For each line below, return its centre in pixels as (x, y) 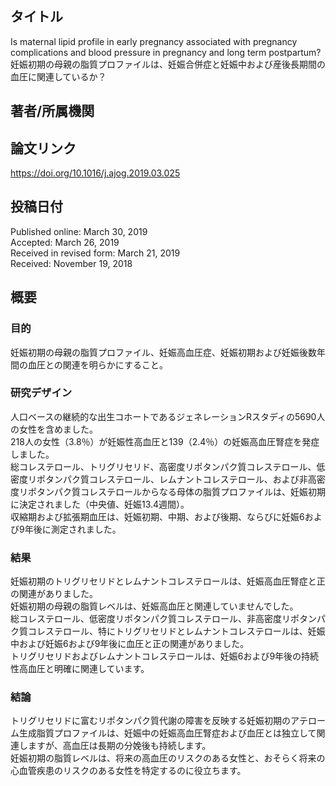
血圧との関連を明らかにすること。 (97, 364)
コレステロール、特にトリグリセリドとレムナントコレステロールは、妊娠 (176, 631)
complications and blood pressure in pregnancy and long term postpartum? (166, 52)
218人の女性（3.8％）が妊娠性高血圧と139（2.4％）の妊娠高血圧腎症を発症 (165, 441)
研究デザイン (41, 393)
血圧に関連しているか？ (58, 76)
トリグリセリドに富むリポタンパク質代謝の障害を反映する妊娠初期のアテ (159, 721)
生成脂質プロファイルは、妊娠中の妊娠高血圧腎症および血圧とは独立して (167, 733)
